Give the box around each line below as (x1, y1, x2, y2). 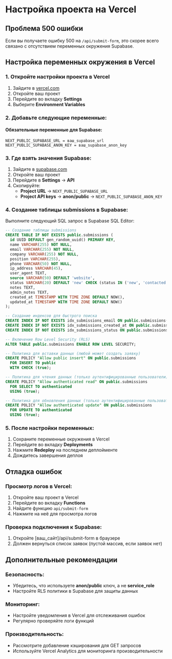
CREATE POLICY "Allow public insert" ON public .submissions (5, 355, 137, 361)
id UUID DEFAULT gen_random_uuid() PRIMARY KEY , (10, 237, 116, 243)
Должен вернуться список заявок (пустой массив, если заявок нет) (12, 541, 163, 547)
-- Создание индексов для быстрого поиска (5, 313, 97, 318)
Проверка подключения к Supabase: (5, 523, 102, 530)
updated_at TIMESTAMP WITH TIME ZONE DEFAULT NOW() (10, 299, 123, 305)
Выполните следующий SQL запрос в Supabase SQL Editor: (5, 218, 135, 224)
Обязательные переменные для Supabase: (5, 127, 102, 133)
